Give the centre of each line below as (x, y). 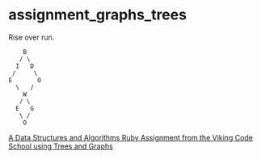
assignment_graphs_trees (98, 15)
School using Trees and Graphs (61, 146)
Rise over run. (32, 37)
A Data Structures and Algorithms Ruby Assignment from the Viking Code (130, 137)
